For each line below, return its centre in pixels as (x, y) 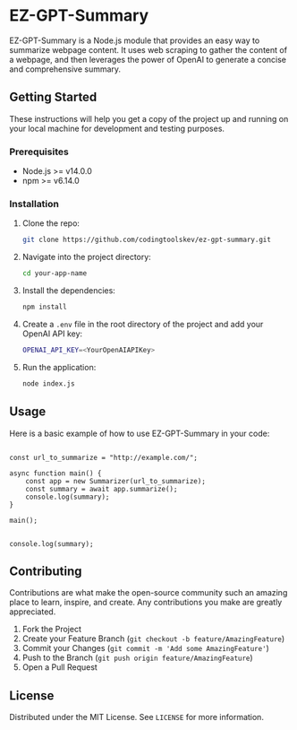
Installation (34, 204)
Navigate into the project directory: (87, 257)
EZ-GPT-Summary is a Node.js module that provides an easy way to (135, 40)
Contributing (46, 571)
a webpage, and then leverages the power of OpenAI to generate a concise (148, 59)
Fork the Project (52, 630)
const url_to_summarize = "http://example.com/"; (104, 457)
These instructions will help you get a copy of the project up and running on (149, 118)
